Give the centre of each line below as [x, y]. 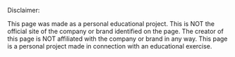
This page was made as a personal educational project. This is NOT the [111, 24]
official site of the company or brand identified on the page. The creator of [115, 31]
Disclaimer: [24, 10]
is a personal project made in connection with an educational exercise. [110, 46]
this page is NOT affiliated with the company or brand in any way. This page [117, 39]
